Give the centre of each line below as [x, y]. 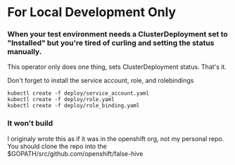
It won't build [30, 124]
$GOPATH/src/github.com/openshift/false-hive [75, 153]
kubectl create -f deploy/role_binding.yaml [74, 106]
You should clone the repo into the [57, 146]
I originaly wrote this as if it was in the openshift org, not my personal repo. [116, 138]
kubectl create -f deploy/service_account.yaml [78, 93]
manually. [25, 52]
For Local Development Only [92, 12]
